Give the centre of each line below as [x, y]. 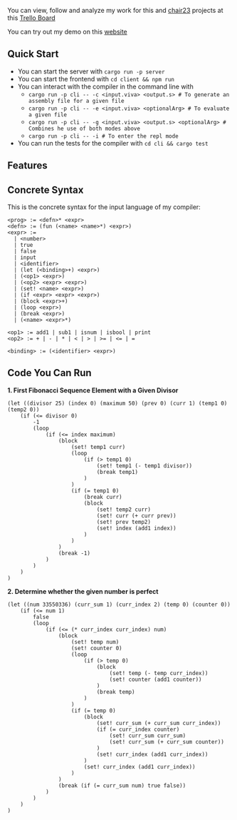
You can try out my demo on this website [68, 32]
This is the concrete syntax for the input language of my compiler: [104, 207]
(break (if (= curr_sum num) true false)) [122, 785]
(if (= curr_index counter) [138, 729]
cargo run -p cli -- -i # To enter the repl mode [104, 136]
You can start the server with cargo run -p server [91, 71]
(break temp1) [117, 472]
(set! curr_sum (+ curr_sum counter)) [167, 741]
